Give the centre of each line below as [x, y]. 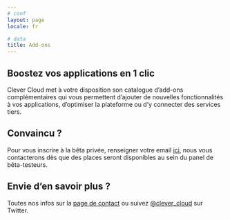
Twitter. [18, 210]
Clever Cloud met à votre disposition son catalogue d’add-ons [95, 90]
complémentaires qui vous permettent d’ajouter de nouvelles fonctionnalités [115, 97]
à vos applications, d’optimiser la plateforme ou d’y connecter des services [114, 104]
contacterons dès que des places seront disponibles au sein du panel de [111, 157]
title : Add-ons [29, 46]
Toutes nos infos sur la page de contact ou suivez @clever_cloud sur [105, 203]
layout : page [26, 20]
